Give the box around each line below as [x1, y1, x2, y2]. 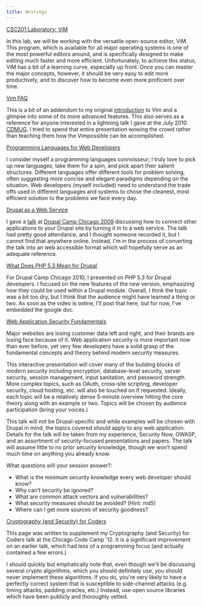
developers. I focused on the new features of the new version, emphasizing [6, 280, 195, 288]
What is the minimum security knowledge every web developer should [15, 473, 191, 481]
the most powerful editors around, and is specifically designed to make [6, 50, 184, 58]
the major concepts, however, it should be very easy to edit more [6, 69, 168, 77]
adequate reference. [6, 250, 58, 257]
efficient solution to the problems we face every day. [6, 194, 138, 201]
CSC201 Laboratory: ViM [6, 26, 68, 33]
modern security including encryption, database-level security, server [6, 367, 181, 374]
